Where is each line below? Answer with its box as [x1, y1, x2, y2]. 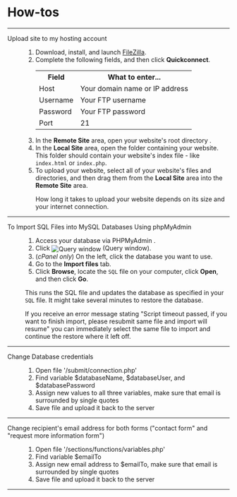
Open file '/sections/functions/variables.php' [35, 445, 166, 453]
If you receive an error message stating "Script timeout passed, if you [25, 309, 228, 318]
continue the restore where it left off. [25, 332, 131, 340]
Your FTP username [80, 95, 147, 104]
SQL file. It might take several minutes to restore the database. [25, 296, 204, 304]
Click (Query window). [35, 244, 152, 252]
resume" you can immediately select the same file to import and [25, 324, 211, 333]
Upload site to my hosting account [7, 34, 107, 42]
